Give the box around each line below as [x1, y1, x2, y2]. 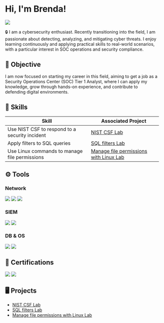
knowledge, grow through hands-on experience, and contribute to [5, 84, 138, 90]
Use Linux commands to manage [7, 148, 83, 154]
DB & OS [5, 232, 25, 239]
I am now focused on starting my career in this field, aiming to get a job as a [5, 73, 158, 79]
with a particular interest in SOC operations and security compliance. [5, 46, 144, 52]
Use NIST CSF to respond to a [7, 126, 77, 133]
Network [5, 185, 26, 191]
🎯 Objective [5, 60, 41, 69]
